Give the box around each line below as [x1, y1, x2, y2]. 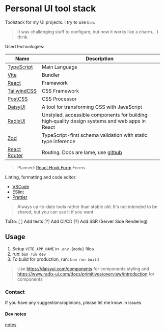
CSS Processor [41, 95, 77, 102]
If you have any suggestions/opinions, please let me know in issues [5, 300, 141, 305]
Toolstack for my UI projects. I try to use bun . [5, 19, 96, 25]
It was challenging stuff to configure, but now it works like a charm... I [17, 29, 159, 34]
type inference [41, 138, 76, 145]
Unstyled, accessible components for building [41, 111, 148, 118]
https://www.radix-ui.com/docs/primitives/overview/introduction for [17, 271, 155, 277]
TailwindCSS [7, 87, 37, 94]
